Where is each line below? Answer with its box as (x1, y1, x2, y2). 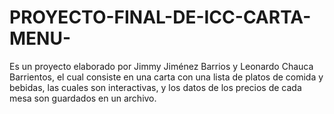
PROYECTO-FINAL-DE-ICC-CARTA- (9, 6, 312, 29)
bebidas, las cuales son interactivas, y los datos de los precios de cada (9, 81, 302, 93)
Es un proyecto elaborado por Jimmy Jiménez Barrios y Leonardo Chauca (9, 60, 314, 72)
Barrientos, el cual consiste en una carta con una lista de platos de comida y (9, 71, 324, 83)
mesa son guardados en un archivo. (9, 92, 157, 104)
